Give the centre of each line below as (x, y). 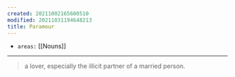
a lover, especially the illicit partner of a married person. (105, 66)
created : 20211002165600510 (48, 14)
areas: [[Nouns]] (42, 46)
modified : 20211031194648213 (50, 20)
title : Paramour (31, 26)
